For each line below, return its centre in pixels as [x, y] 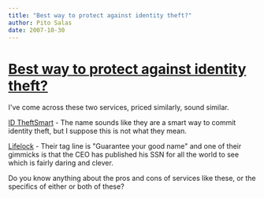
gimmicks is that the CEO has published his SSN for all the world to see [123, 155]
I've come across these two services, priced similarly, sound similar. [119, 108]
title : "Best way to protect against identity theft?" [100, 15]
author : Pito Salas [40, 23]
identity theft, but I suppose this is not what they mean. [97, 131]
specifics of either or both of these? [66, 186]
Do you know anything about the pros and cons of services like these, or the [132, 179]
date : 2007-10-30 [37, 30]
